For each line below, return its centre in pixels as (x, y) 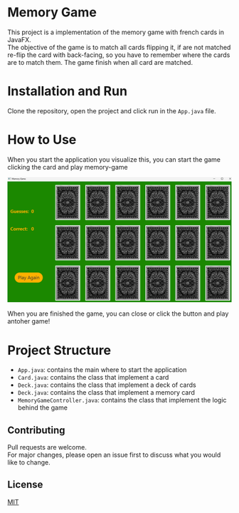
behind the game (42, 408)
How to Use (42, 140)
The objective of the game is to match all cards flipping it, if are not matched (119, 47)
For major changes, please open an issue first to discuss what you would (114, 455)
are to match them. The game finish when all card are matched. (100, 62)
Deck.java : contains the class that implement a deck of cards (107, 385)
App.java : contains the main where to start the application (102, 370)
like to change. (29, 462)
